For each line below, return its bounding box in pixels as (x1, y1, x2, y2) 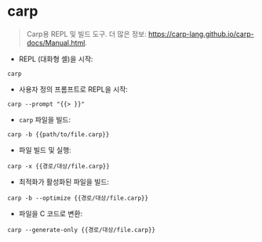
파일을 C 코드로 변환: (18, 208, 83, 218)
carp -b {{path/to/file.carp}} (7, 130, 110, 139)
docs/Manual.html (26, 38, 86, 47)
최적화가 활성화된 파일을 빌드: (18, 177, 110, 186)
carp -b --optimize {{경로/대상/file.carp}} (7, 194, 149, 202)
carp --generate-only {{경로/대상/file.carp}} (7, 226, 156, 233)
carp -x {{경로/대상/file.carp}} (7, 162, 111, 170)
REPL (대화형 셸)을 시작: (18, 54, 93, 63)
